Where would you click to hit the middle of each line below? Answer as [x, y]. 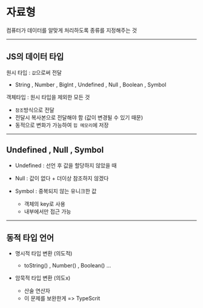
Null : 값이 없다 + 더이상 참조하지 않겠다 [62, 178]
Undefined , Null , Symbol [55, 150]
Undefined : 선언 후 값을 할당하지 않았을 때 [66, 165]
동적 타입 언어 [30, 238]
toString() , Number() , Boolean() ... [68, 266]
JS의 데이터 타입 [35, 57]
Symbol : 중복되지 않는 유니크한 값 [56, 191]
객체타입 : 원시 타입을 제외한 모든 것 [48, 97]
